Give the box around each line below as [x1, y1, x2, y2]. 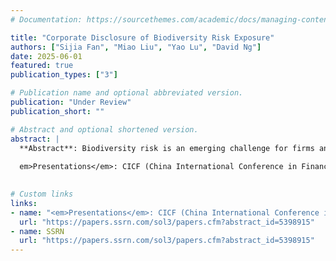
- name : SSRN [10, 226, 65, 236]
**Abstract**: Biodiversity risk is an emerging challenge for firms [19, 143, 315, 153]
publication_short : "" [10, 106, 105, 116]
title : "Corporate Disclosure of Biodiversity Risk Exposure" [10, 32, 275, 43]
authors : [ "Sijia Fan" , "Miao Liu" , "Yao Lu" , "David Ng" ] [10, 42, 262, 52]
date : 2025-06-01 [10, 51, 83, 61]
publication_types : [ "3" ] [10, 70, 118, 80]
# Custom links [10, 189, 74, 199]
